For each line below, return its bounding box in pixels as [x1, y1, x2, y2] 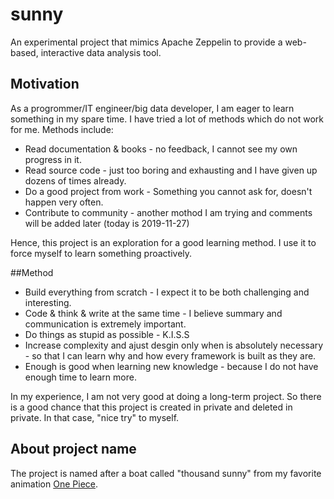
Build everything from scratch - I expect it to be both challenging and [24, 286, 310, 298]
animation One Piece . [10, 478, 99, 490]
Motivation [10, 76, 80, 93]
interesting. [24, 296, 72, 308]
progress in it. [24, 153, 82, 165]
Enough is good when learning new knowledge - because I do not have [24, 360, 319, 372]
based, [10, 46, 39, 58]
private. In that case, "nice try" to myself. [10, 411, 180, 423]
